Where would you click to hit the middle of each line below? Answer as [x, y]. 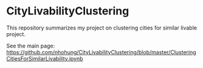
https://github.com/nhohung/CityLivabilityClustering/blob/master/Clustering [101, 52]
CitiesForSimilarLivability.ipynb [45, 58]
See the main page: [31, 46]
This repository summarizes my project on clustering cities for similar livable [102, 28]
